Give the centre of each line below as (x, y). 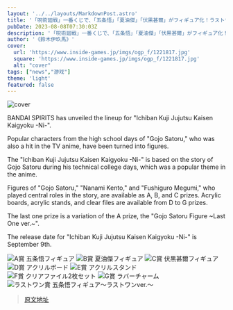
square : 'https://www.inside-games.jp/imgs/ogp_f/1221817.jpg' (106, 59)
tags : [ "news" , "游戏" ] (39, 72)
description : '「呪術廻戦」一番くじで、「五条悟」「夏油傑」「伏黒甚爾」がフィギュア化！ (118, 33)
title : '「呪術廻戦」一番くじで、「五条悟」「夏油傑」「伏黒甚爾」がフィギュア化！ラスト (116, 20)
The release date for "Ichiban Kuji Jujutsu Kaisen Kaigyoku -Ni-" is (102, 237)
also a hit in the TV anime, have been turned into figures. (88, 146)
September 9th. (29, 245)
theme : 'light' (29, 78)
